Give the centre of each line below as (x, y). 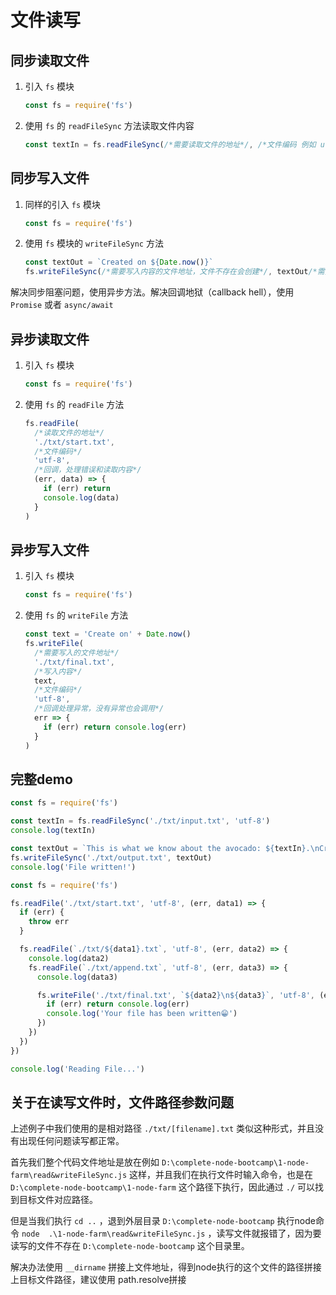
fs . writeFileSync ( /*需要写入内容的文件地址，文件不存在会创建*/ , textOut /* (171, 272)
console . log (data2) (69, 958)
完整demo (41, 779)
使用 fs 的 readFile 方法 (74, 404)
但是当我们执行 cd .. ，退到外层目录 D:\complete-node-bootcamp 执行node (163, 1221)
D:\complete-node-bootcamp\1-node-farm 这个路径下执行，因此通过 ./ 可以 (163, 1187)
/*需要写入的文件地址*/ (77, 652)
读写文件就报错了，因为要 (269, 1233)
